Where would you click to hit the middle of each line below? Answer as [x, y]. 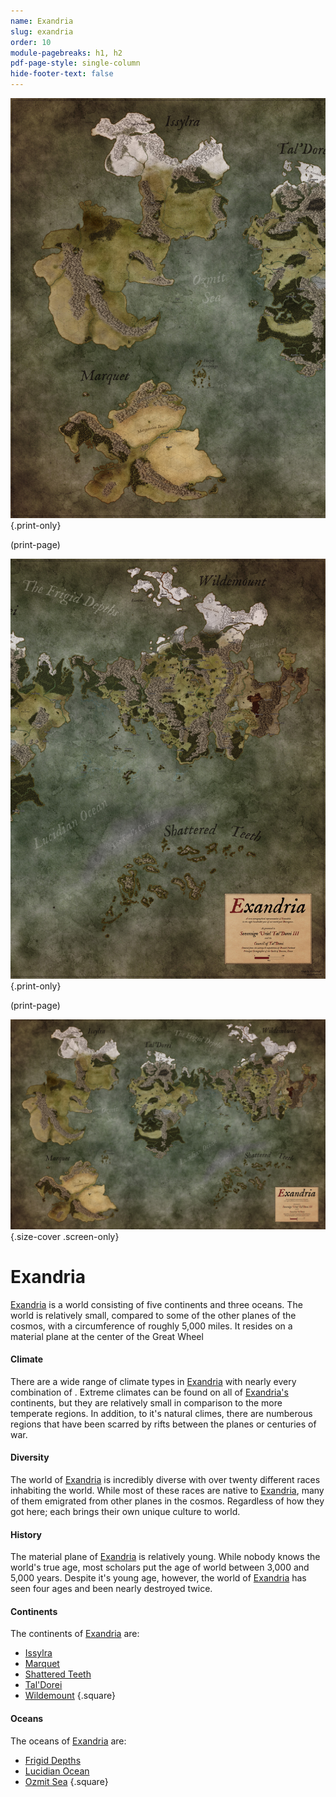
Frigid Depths [53, 1760]
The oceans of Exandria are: [68, 1741]
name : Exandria [42, 21]
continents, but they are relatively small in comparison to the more [146, 1402]
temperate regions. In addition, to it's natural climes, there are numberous [161, 1413]
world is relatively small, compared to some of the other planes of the [153, 1315]
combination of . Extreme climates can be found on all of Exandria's [149, 1392]
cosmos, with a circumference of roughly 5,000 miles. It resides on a [151, 1326]
